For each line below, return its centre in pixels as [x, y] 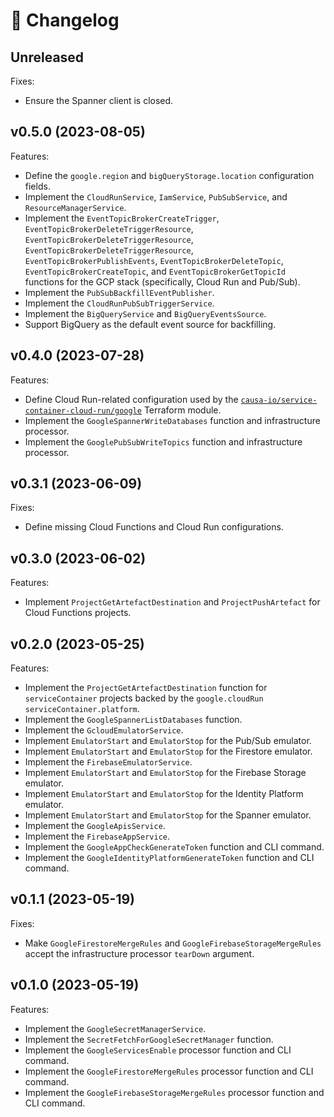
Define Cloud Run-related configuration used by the [131, 399]
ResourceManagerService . [75, 207]
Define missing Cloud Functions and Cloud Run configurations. [154, 527]
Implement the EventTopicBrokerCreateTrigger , [122, 218]
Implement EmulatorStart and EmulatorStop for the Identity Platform [164, 794]
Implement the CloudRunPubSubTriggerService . [119, 303]
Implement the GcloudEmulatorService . [104, 730]
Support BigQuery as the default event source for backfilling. [150, 324]
